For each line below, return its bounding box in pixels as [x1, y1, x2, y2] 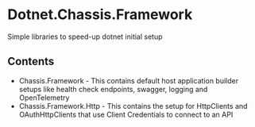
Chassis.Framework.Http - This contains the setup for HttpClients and [18, 101, 248, 110]
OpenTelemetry [18, 93, 70, 102]
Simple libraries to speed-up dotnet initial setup [7, 32, 164, 41]
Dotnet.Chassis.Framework [7, 6, 193, 24]
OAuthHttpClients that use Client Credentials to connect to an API [18, 110, 234, 119]
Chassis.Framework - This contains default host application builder [18, 75, 239, 85]
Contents [7, 55, 55, 68]
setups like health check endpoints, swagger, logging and [18, 84, 208, 94]
